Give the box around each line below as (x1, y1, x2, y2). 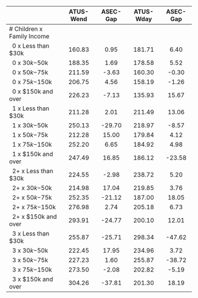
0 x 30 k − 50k (12, 59, 48, 67)
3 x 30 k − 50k (12, 247, 48, 254)
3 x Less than (12, 230, 49, 237)
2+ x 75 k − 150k (12, 203, 56, 211)
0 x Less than (12, 42, 49, 49)
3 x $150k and (12, 275, 53, 283)
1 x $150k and (12, 150, 53, 158)
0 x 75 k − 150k (12, 78, 52, 86)
